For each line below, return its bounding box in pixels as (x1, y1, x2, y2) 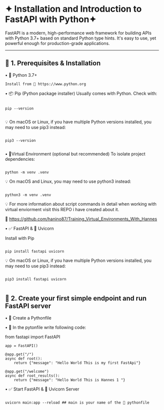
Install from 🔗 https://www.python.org (5, 82, 86, 86)
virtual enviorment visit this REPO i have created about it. (5, 206, 120, 212)
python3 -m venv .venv (5, 192, 51, 197)
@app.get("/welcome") (5, 369, 49, 374)
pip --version (5, 106, 34, 111)
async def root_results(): (5, 373, 60, 378)
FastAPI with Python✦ (5, 14, 97, 25)
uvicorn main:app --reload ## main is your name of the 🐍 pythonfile (5, 400, 150, 405)
